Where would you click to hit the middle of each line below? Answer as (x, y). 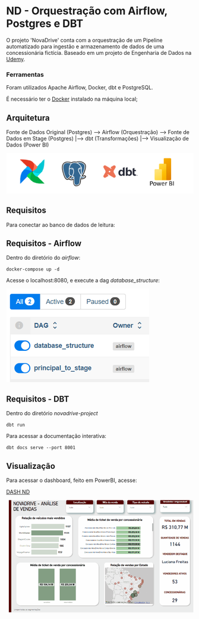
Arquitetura (28, 118)
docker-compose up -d (33, 269)
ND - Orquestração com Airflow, (87, 11)
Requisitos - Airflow (44, 243)
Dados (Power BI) (28, 145)
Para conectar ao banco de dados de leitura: (61, 225)
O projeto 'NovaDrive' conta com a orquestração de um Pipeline (84, 40)
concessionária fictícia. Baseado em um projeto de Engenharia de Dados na (99, 52)
